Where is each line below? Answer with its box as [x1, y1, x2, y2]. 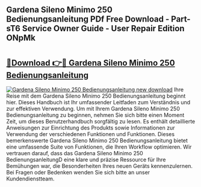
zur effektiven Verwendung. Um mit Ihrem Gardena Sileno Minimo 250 [6, 105, 181, 112]
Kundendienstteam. [6, 175, 55, 182]
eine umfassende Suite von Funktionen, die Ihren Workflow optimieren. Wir [6, 143, 192, 150]
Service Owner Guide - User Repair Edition [22, 23, 185, 34]
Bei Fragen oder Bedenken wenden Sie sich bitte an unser [6, 169, 150, 176]
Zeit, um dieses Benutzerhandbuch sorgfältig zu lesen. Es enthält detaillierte [6, 118, 196, 125]
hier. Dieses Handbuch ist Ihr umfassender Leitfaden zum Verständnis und [6, 99, 191, 105]
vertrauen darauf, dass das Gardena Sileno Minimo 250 [6, 150, 143, 156]
